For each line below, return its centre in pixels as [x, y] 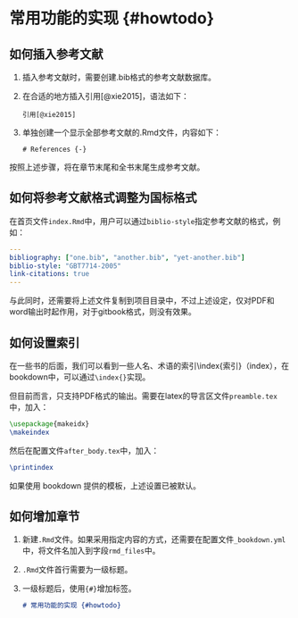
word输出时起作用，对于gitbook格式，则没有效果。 [103, 312]
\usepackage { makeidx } [50, 424]
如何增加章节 [45, 517]
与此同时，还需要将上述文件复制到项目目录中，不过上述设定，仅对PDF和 [142, 301]
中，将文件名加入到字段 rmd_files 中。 [91, 551]
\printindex [31, 467]
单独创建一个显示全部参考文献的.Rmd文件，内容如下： [121, 132]
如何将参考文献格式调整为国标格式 [103, 198]
